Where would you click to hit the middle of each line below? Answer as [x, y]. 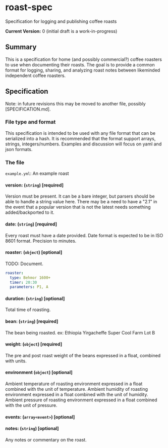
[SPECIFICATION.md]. [28, 109]
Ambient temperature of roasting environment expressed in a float [74, 384]
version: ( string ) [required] [35, 185]
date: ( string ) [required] [31, 224]
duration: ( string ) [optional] [35, 298]
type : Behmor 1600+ [30, 278]
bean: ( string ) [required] [32, 321]
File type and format [31, 122]
